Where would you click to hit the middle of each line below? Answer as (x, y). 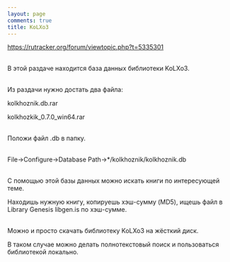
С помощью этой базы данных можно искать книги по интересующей (114, 181)
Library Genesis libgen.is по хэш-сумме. (67, 210)
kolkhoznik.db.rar (33, 103)
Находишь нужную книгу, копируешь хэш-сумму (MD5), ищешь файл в (115, 202)
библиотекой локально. (43, 252)
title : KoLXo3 (28, 27)
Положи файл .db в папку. (47, 138)
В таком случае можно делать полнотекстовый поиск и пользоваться (113, 244)
